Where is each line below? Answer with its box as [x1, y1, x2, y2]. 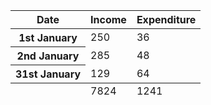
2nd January [16, 49, 80, 63]
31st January [15, 67, 82, 81]
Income [90, 13, 127, 26]
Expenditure [136, 13, 197, 26]
